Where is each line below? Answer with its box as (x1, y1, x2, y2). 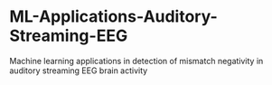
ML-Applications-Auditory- (9, 6, 219, 27)
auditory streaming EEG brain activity (9, 65, 148, 76)
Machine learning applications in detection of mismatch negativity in (9, 55, 264, 66)
